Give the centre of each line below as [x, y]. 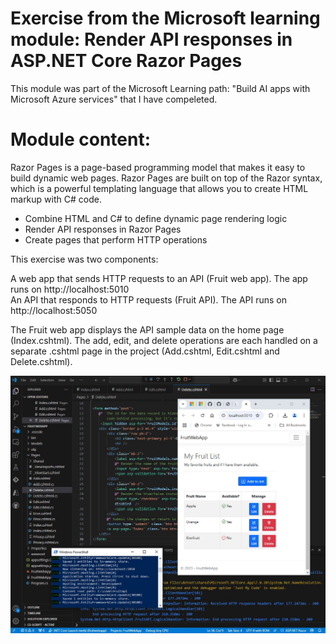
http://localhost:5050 [54, 310]
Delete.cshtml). [41, 361]
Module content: [81, 139]
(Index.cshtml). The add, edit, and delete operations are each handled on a [164, 340]
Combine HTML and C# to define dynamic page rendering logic [156, 218]
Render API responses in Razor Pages [103, 229]
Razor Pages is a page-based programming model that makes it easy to [158, 167]
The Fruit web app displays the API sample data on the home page [147, 329]
